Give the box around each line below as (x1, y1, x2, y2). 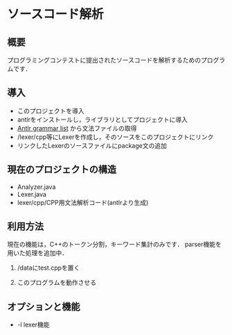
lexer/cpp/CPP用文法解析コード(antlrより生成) (17, 198, 149, 206)
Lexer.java (17, 190, 47, 198)
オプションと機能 (7, 300, 80, 313)
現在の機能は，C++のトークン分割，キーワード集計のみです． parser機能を (7, 240, 222, 249)
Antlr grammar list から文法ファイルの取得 (17, 124, 137, 132)
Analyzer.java (17, 182, 56, 191)
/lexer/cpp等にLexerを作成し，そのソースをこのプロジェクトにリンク (17, 133, 214, 141)
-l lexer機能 (17, 320, 50, 329)
